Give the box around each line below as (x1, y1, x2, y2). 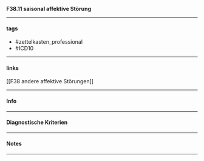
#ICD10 (15, 45, 34, 52)
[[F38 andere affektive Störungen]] (6, 78, 94, 85)
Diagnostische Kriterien (6, 118, 68, 126)
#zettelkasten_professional (15, 38, 83, 46)
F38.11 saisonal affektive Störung (6, 5, 92, 12)
